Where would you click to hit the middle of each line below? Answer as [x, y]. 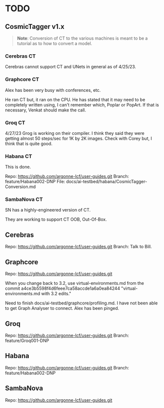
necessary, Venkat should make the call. [46, 110]
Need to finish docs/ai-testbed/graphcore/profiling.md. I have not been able [81, 303]
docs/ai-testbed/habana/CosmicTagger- [107, 182]
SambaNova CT [24, 199]
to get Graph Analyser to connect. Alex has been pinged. [62, 308]
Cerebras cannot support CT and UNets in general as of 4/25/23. [71, 67]
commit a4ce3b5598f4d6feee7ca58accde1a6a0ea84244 [63, 288]
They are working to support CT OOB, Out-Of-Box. [56, 219]
